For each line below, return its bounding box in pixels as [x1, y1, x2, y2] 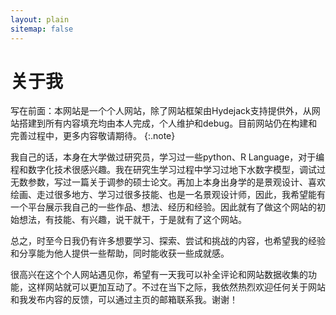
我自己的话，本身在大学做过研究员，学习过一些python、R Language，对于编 [10, 151, 325, 163]
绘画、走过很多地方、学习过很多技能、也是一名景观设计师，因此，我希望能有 [10, 189, 326, 201]
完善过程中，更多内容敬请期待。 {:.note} [10, 130, 176, 142]
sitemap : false [10, 24, 74, 34]
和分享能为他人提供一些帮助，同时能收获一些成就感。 [10, 247, 230, 260]
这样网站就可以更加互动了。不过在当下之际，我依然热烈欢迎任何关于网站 [27, 281, 326, 293]
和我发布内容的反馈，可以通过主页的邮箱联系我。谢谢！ [10, 294, 238, 306]
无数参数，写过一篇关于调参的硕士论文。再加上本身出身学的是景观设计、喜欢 [10, 176, 326, 188]
